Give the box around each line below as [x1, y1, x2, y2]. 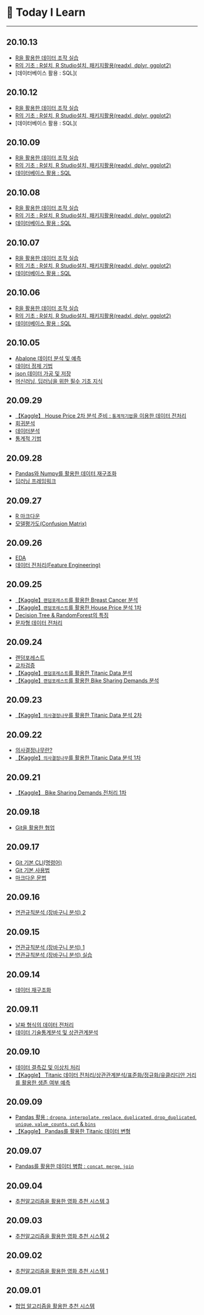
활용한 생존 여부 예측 [21, 1079, 71, 1086]
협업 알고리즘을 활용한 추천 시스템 [15, 1302, 95, 1310]
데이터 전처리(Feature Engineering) [15, 561, 101, 568]
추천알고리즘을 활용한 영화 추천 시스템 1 [15, 1267, 109, 1274]
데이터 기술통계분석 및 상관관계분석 [15, 1029, 98, 1036]
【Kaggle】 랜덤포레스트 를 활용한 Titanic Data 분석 [15, 669, 132, 677]
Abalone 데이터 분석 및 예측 [15, 354, 82, 362]
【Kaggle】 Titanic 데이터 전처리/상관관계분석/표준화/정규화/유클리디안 [15, 1071, 185, 1079]
